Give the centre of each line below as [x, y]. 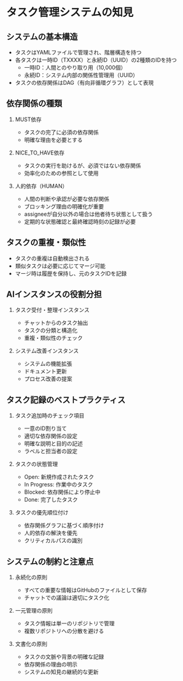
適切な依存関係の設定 [51, 436]
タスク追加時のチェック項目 [50, 416]
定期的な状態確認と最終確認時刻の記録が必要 [80, 221]
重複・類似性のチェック [53, 338]
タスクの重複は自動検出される [52, 258]
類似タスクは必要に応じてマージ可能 [60, 266]
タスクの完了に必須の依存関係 [61, 132]
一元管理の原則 [34, 611]
